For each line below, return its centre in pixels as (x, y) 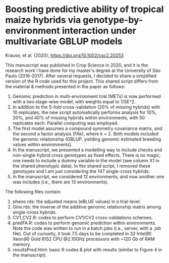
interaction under (99, 31)
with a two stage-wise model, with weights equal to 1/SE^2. (74, 101)
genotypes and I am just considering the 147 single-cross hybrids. (81, 171)
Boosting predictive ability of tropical (84, 9)
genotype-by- (113, 20)
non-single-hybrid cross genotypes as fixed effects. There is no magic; (87, 155)
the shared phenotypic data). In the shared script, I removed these (81, 166)
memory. (22, 244)
